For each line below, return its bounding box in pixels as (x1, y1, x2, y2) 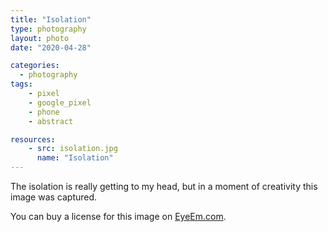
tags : (10, 79, 33, 90)
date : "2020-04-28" (10, 42, 92, 53)
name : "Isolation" (36, 153, 114, 163)
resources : (10, 134, 56, 145)
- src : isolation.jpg (28, 144, 118, 154)
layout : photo (10, 33, 70, 43)
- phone (28, 107, 60, 117)
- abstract (28, 116, 74, 126)
